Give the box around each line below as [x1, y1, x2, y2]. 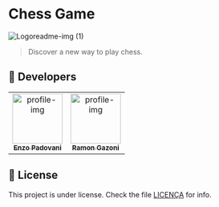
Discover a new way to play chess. [27, 47, 143, 56]
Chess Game [8, 5, 95, 23]
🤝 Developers [8, 70, 77, 84]
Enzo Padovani [13, 143, 62, 152]
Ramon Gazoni [71, 143, 120, 152]
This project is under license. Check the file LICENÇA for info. [8, 189, 213, 199]
